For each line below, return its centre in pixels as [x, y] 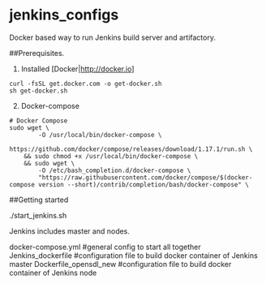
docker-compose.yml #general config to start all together [105, 247]
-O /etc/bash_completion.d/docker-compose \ [115, 170]
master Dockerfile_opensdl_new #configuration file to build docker [120, 264]
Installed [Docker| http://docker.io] [77, 69]
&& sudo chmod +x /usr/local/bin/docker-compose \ [111, 156]
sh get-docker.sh [39, 91]
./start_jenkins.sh [38, 215]
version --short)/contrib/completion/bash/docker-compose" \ [144, 184]
